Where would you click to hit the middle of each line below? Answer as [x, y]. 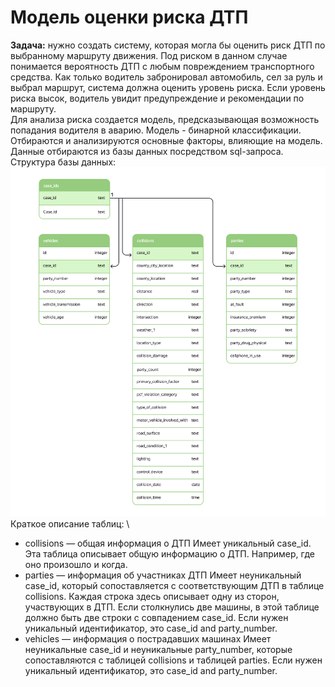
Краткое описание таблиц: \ [70, 524]
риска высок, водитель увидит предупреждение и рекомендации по [157, 98]
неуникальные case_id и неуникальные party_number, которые [158, 650]
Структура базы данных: [63, 162]
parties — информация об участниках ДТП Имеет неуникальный [163, 575]
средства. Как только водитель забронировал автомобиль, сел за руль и [166, 77]
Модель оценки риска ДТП [129, 17]
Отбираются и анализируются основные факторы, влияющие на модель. [166, 140]
